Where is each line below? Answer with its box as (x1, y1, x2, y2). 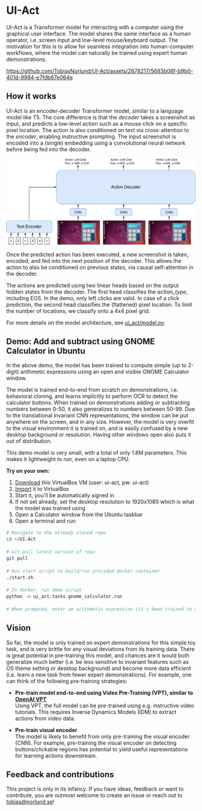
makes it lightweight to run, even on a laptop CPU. (6, 456, 130, 463)
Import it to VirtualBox (14, 485, 70, 493)
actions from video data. (14, 715, 76, 722)
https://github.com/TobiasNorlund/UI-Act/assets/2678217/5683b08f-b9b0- (6, 67, 194, 74)
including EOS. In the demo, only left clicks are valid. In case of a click (6, 294, 180, 301)
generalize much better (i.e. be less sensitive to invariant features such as (6, 658, 189, 665)
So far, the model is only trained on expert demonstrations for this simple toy (6, 639, 196, 646)
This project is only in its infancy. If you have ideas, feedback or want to (6, 785, 184, 793)
